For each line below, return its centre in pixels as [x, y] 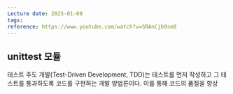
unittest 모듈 [34, 56]
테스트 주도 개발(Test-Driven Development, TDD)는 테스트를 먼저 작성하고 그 [113, 75]
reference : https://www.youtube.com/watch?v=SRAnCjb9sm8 [92, 26]
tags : [15, 20]
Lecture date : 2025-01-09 [45, 14]
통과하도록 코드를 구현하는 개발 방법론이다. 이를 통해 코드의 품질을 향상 [122, 84]
